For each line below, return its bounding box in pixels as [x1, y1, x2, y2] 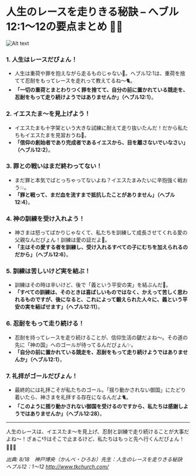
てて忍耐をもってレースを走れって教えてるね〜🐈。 [14, 77, 136, 84]
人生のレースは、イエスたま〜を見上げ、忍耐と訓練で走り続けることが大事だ [6, 428, 190, 435]
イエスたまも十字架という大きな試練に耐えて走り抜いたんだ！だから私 [14, 124, 183, 131]
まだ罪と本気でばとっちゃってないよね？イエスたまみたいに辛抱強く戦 [14, 176, 183, 183]
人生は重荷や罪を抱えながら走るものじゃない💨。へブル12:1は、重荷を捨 [14, 70, 185, 77]
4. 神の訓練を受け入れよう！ [6, 214, 85, 222]
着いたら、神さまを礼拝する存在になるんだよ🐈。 [14, 393, 132, 401]
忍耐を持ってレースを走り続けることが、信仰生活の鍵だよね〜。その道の [14, 334, 188, 341]
